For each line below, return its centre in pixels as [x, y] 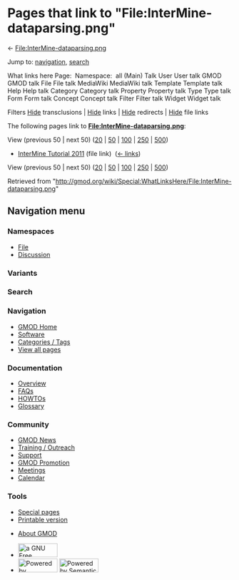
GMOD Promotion [44, 463]
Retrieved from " [31, 181]
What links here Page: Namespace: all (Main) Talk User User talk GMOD [115, 76]
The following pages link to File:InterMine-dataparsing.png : [97, 125]
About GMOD [37, 533]
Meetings [31, 470]
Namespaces [31, 232]
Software [31, 334]
